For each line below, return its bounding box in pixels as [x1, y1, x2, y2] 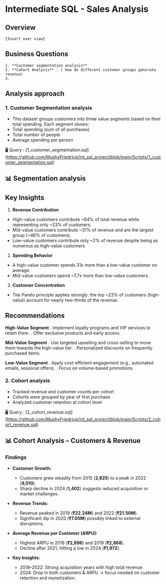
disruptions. [19, 520, 45, 526]
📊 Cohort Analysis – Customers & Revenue [5, 437, 141, 445]
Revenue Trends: [12, 500, 49, 506]
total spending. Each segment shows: [12, 121, 89, 127]
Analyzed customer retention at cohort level [12, 399, 102, 405]
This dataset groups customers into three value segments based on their [12, 116, 161, 122]
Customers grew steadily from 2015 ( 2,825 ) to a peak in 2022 [19, 475, 146, 481]
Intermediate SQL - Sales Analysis [5, 3, 149, 15]
